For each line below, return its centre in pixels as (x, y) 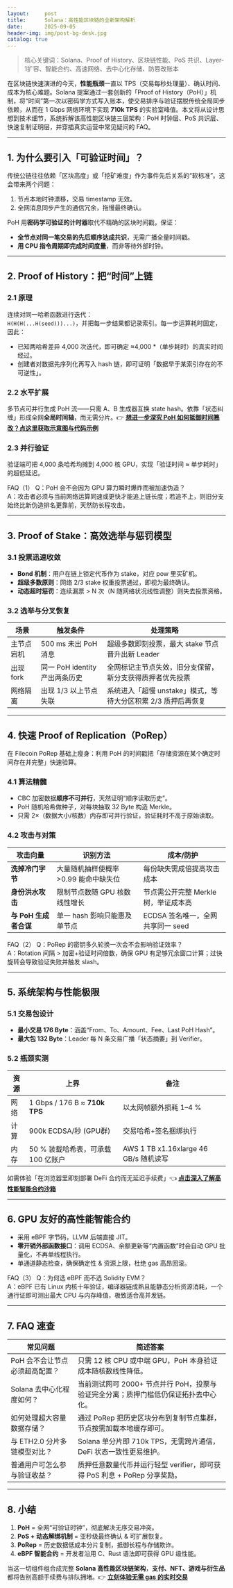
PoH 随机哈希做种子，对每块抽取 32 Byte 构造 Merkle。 (96, 807)
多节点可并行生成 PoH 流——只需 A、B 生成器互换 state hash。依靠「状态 (112, 408)
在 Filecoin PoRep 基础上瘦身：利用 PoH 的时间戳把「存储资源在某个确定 (111, 754)
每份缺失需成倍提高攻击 (181, 868)
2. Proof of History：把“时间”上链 (80, 276)
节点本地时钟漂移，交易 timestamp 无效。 (77, 199)
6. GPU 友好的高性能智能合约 (69, 1219)
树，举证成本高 (167, 902)
